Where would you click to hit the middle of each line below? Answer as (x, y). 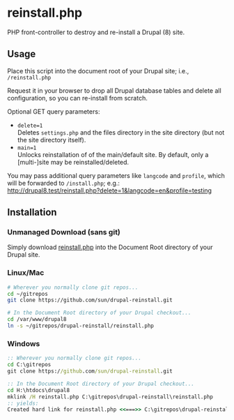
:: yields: (23, 403)
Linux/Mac (26, 273)
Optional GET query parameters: (54, 111)
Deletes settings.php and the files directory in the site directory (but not (121, 132)
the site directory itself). (52, 140)
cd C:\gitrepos (29, 365)
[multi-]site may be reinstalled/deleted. (73, 162)
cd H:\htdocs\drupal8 (39, 390)
